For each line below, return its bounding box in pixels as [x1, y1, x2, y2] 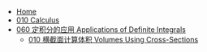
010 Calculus [15, 15, 59, 25]
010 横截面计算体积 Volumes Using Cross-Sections [28, 35, 199, 44]
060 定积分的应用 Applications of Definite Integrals [15, 25, 187, 34]
